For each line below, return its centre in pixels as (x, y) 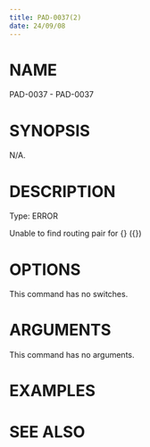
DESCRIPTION (62, 191)
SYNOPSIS (50, 131)
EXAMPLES (52, 391)
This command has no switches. (69, 294)
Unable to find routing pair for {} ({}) (75, 234)
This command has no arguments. (72, 355)
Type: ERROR (33, 216)
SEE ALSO (47, 431)
